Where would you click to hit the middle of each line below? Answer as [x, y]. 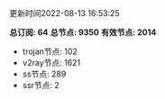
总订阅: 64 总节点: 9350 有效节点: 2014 [83, 32]
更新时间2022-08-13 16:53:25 [64, 13]
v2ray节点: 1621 [51, 63]
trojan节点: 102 [50, 51]
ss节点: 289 [44, 74]
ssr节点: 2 [41, 85]
